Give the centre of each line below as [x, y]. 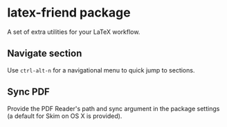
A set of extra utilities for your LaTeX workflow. [74, 32]
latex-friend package [69, 13]
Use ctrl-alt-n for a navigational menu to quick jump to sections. [101, 70]
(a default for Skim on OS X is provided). [65, 116]
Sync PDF [28, 92]
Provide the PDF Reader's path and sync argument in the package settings [113, 108]
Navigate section [45, 53]
